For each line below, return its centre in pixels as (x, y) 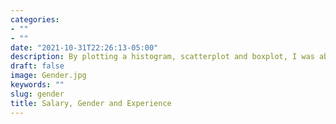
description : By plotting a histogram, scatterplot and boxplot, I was (162, 57)
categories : (35, 19)
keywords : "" (37, 85)
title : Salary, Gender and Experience (91, 103)
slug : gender (37, 94)
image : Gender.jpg (48, 76)
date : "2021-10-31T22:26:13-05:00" (84, 47)
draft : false (37, 66)
